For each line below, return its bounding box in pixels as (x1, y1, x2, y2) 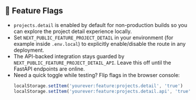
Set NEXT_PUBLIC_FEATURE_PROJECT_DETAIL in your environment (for (13, 34, 174, 41)
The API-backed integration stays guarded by (13, 52, 125, 59)
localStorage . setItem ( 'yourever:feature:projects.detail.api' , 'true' (13, 88, 191, 94)
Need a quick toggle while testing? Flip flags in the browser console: (13, 71, 180, 78)
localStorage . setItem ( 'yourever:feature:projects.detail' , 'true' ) (13, 83, 184, 89)
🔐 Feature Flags (5, 6, 63, 16)
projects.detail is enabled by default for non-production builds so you (13, 21, 188, 28)
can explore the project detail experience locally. (13, 28, 132, 35)
